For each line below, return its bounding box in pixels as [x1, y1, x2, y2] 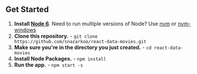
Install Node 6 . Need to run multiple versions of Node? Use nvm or [14, 20, 177, 27]
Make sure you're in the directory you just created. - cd [14, 44, 152, 51]
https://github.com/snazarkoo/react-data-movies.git [14, 38, 147, 44]
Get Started [5, 5, 49, 15]
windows [14, 26, 37, 33]
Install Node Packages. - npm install [14, 55, 107, 62]
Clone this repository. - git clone [14, 32, 98, 40]
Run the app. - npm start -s [14, 61, 83, 68]
